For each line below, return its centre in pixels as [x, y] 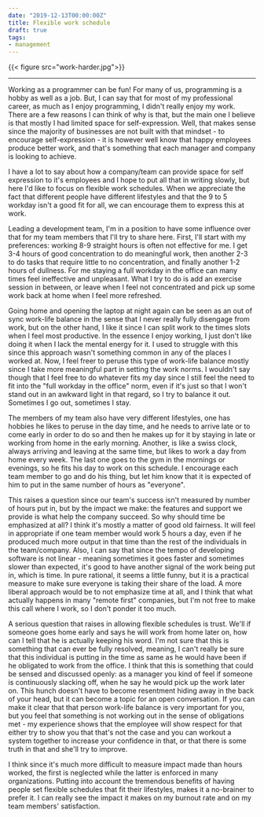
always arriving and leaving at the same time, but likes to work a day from [127, 451]
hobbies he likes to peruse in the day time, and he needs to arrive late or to [129, 426]
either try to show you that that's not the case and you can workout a [120, 733]
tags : [17, 37]
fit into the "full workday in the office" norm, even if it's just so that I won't [128, 386]
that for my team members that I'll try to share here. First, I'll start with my [127, 237]
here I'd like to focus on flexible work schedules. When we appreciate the [127, 189]
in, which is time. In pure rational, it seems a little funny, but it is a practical [128, 576]
